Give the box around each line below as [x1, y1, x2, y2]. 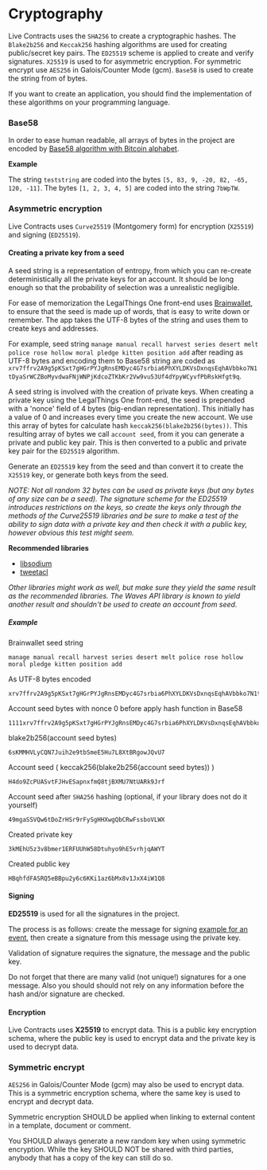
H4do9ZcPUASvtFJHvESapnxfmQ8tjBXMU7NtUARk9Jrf [8, 778, 165, 786]
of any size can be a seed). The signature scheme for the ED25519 [8, 493, 228, 503]
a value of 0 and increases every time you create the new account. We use [8, 412, 253, 422]
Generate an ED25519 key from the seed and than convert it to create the [8, 461, 244, 471]
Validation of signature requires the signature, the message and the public [8, 948, 250, 957]
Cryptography [8, 5, 103, 23]
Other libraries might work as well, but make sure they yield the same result [8, 583, 256, 592]
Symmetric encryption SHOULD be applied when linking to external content [8, 1113, 256, 1122]
